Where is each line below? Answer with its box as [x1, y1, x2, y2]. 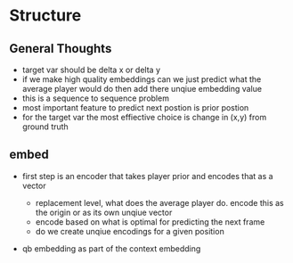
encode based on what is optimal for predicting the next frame [35, 216, 265, 227]
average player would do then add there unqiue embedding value [21, 84, 263, 94]
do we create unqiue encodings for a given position [35, 226, 224, 236]
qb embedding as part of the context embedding [21, 242, 201, 254]
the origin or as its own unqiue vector [35, 207, 173, 218]
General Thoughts [9, 41, 112, 56]
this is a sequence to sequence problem [21, 93, 169, 103]
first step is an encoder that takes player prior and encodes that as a [21, 170, 273, 181]
